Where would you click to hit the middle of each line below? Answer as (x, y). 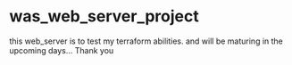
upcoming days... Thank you (62, 50)
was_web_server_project (104, 16)
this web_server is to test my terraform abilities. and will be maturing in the (146, 41)
